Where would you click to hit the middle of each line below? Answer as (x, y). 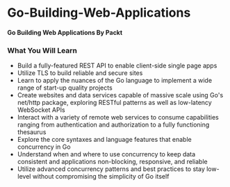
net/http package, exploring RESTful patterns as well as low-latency (114, 103)
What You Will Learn (42, 50)
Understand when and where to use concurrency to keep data (106, 154)
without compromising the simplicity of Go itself (101, 177)
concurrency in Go (44, 147)
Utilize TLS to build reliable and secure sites (80, 73)
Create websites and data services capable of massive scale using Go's (120, 95)
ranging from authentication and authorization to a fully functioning (113, 125)
